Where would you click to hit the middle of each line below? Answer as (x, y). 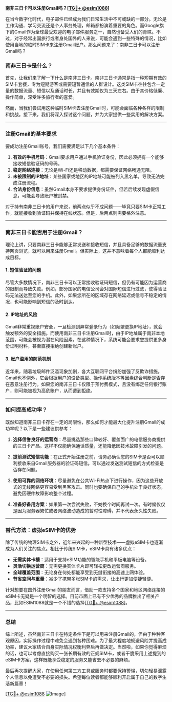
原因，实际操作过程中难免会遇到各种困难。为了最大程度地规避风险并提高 (86, 641)
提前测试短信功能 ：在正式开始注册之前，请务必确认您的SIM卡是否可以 (86, 456)
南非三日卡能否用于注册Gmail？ (44, 232)
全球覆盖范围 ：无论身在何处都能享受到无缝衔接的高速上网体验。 (80, 572)
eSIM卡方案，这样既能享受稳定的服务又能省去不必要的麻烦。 (69, 660)
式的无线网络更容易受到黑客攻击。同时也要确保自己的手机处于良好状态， (89, 487)
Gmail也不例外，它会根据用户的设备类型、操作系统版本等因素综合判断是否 (83, 378)
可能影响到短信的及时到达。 (48, 302)
